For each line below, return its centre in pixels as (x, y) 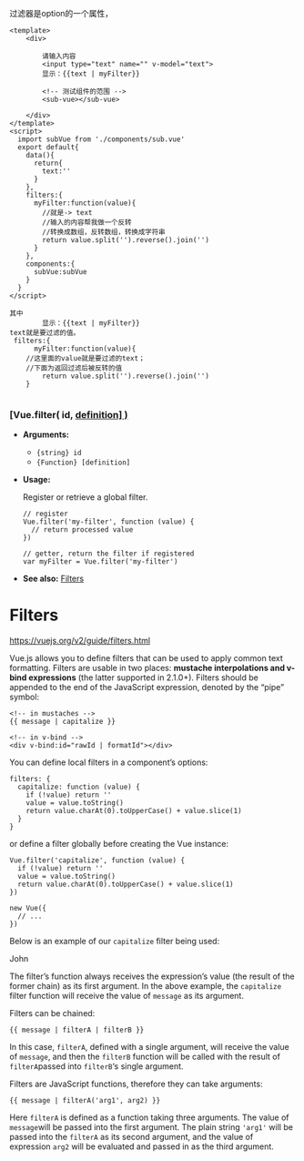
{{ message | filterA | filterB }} (77, 1030)
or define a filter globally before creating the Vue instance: (119, 844)
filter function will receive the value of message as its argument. (127, 996)
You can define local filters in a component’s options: (109, 762)
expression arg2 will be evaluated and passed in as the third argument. (142, 1146)
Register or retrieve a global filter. (85, 497)
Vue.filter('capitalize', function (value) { (97, 861)
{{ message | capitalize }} (63, 722)
